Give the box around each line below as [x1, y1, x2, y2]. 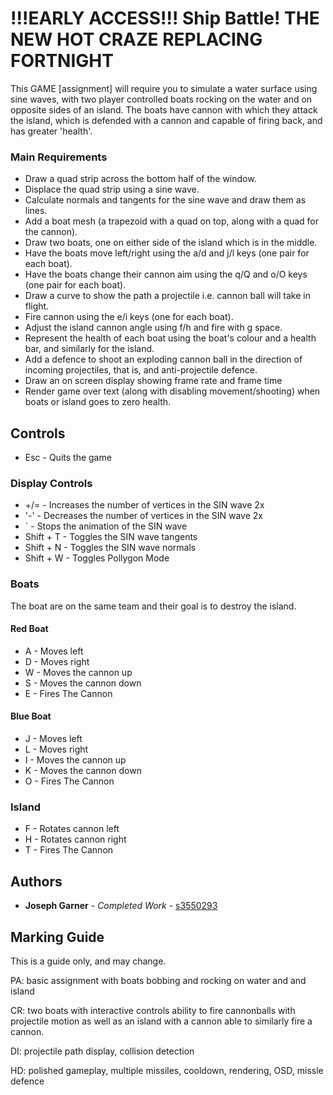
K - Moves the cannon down [24, 765, 142, 777]
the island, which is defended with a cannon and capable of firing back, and [10, 114, 323, 126]
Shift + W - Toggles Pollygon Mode [24, 552, 170, 564]
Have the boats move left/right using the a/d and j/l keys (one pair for [24, 247, 310, 259]
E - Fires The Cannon [24, 687, 113, 699]
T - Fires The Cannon [24, 844, 114, 856]
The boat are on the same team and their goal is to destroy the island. [10, 600, 297, 612]
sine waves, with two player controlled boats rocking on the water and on [10, 93, 313, 105]
